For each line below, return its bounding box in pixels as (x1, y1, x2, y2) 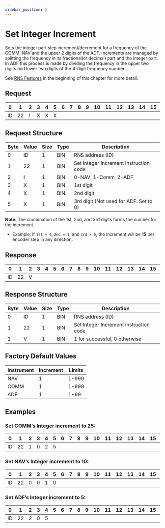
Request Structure (5, 129, 63, 137)
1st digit (73, 182, 93, 189)
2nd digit (73, 190, 95, 197)
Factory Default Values (5, 352, 77, 360)
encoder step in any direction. (12, 236, 73, 242)
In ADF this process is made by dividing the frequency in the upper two (5, 60, 149, 66)
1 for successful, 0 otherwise (73, 335, 141, 342)
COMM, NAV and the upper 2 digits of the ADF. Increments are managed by (5, 50, 158, 56)
